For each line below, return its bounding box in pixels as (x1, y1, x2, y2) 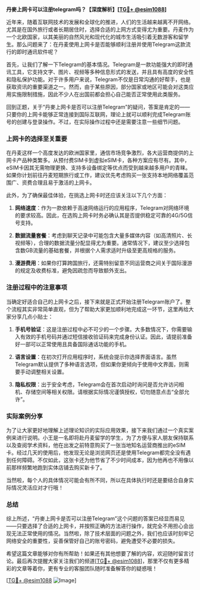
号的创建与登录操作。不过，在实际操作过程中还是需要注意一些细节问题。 (6, 119, 183, 125)
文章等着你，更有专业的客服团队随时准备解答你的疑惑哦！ (16, 565, 158, 572)
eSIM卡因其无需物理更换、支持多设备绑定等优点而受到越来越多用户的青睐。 (6, 164, 191, 172)
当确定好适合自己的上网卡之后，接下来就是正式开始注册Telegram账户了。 (6, 298, 186, 305)
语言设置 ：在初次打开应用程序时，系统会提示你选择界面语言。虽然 (14, 353, 177, 360)
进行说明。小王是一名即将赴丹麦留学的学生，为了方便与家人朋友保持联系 (16, 434, 194, 441)
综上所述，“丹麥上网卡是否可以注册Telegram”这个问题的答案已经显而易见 (6, 515, 185, 522)
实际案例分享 (6, 412, 43, 420)
